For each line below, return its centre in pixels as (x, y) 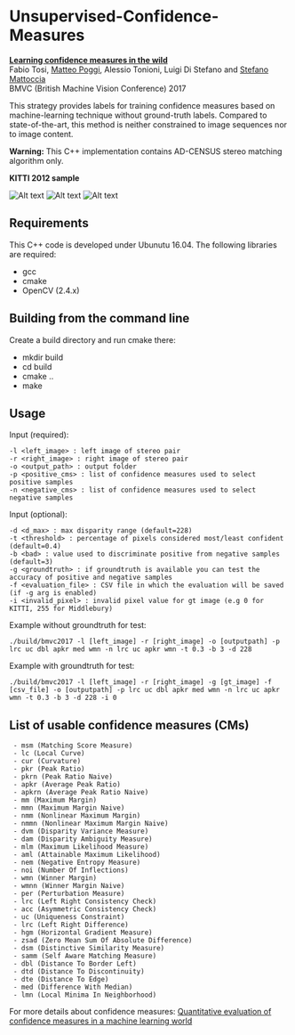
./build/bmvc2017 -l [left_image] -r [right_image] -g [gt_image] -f (141, 682)
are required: (33, 254)
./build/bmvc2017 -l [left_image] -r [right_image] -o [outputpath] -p (144, 642)
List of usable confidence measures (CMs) (129, 725)
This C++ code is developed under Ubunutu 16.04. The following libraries (143, 244)
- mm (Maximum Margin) (55, 800)
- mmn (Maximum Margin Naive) (69, 808)
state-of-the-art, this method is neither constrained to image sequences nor (148, 124)
